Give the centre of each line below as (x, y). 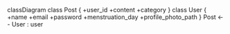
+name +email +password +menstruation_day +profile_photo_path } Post (112, 17)
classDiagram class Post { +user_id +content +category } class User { (107, 10)
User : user (27, 24)
